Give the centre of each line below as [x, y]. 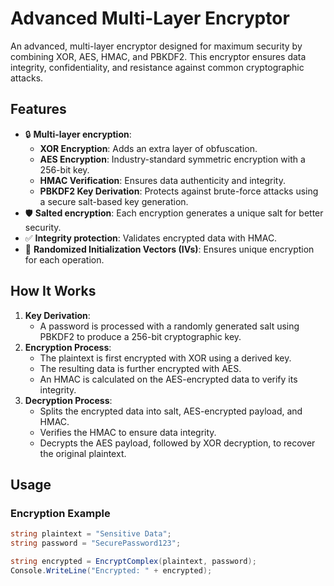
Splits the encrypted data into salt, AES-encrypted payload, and [171, 411]
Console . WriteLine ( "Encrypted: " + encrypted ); [111, 570]
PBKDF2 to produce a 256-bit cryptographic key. [140, 336]
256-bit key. [64, 169]
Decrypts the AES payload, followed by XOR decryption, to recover [177, 443]
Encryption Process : [68, 347]
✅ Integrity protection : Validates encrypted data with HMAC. [151, 238]
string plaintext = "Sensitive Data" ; [91, 534]
